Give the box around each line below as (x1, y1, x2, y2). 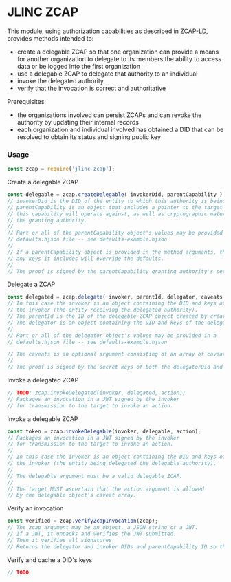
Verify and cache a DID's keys (7, 555, 93, 564)
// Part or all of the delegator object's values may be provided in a (7, 332, 217, 339)
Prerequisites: (7, 97, 47, 105)
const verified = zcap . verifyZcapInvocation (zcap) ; (7, 517, 158, 525)
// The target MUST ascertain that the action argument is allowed (7, 486, 205, 493)
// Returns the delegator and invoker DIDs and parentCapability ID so (7, 543, 217, 550)
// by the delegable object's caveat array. (7, 492, 137, 499)
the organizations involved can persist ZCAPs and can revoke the (16, 111, 202, 119)
